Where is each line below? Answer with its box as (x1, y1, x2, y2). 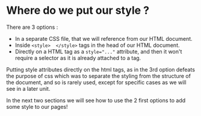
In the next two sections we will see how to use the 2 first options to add (6, 97, 186, 104)
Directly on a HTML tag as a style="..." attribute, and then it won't (14, 47, 182, 55)
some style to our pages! (6, 103, 68, 110)
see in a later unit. (6, 85, 51, 92)
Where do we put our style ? (6, 4, 150, 17)
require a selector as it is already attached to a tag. (14, 54, 141, 61)
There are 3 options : (6, 23, 58, 31)
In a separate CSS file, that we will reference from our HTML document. (14, 35, 193, 42)
